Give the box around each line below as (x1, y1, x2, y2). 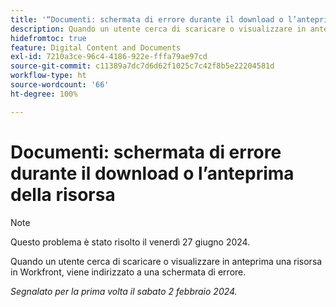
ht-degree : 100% (10, 89, 78, 99)
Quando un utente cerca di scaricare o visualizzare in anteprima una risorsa (10, 255, 323, 267)
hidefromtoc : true (10, 33, 87, 43)
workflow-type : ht (10, 71, 87, 81)
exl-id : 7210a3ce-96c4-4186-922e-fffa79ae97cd (10, 52, 208, 62)
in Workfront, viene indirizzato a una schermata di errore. (10, 266, 247, 278)
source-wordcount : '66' (10, 80, 110, 90)
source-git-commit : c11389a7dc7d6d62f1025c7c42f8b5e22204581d (10, 61, 275, 71)
